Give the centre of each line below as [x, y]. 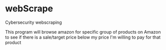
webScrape [29, 9]
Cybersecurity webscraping [33, 22]
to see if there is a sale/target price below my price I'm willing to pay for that [83, 37]
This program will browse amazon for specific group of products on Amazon [83, 32]
